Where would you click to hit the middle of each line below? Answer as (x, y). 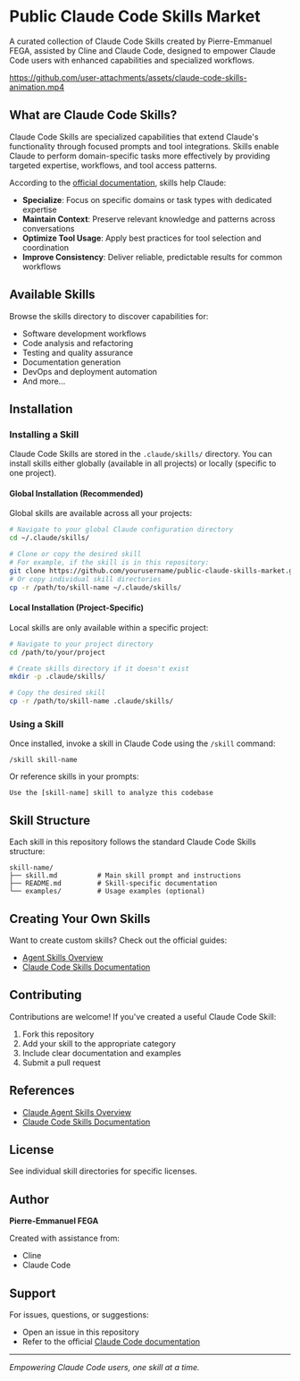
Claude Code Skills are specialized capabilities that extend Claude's (134, 137)
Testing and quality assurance (78, 352)
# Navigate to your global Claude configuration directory (121, 530)
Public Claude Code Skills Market (135, 17)
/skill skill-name (43, 760)
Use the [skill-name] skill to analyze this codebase (112, 793)
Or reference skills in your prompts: (74, 776)
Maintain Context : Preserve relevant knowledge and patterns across (149, 219)
